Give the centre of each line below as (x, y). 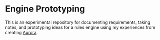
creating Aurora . (21, 32)
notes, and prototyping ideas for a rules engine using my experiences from (80, 27)
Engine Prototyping (45, 9)
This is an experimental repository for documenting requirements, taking (78, 22)
